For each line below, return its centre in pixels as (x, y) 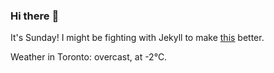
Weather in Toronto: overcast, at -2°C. (89, 57)
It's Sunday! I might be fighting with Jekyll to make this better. (137, 38)
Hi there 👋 (35, 16)
